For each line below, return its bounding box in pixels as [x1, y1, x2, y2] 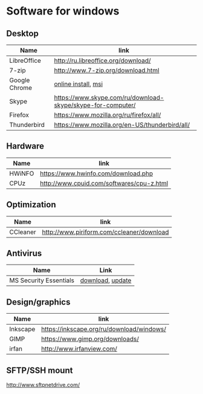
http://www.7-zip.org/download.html [54, 66, 159, 74]
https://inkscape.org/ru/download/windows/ [41, 325, 166, 334]
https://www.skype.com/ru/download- [54, 94, 164, 102]
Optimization [6, 199, 56, 210]
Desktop [6, 28, 39, 39]
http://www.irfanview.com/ [41, 344, 118, 353]
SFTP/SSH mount [6, 365, 73, 375]
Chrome [9, 83, 32, 92]
